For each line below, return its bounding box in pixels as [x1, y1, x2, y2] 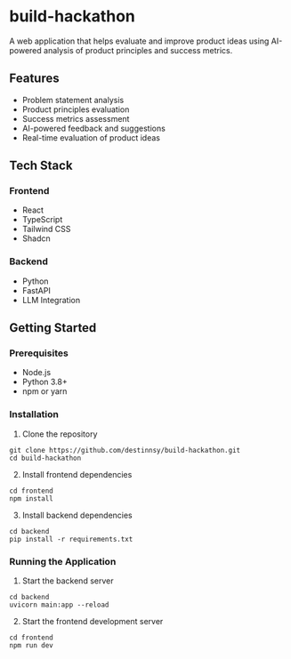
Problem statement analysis [21, 94, 125, 105]
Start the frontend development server [21, 616, 164, 627]
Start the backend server [21, 575, 114, 586]
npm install [9, 494, 53, 503]
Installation [9, 408, 60, 421]
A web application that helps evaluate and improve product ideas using [9, 36, 270, 46]
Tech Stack [9, 158, 73, 173]
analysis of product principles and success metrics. [43, 44, 233, 55]
